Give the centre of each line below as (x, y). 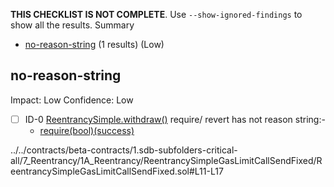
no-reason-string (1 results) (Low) (94, 44)
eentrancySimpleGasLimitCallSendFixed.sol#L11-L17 (117, 171)
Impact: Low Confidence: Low (72, 100)
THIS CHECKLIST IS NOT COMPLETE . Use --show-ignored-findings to (156, 14)
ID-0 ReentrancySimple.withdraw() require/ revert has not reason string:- (175, 119)
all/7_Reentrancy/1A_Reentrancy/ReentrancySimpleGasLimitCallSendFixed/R (166, 160)
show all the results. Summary (72, 25)
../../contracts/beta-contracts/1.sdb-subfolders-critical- (124, 150)
